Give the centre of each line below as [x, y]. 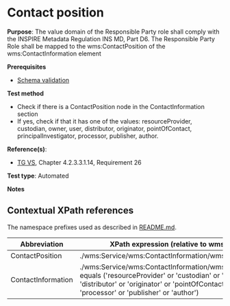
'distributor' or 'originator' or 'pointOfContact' [153, 284]
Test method [26, 93]
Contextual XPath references [71, 211]
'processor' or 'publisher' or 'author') [140, 292]
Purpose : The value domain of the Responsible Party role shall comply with [113, 32]
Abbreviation [42, 244]
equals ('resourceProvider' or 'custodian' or [150, 275]
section [27, 114]
